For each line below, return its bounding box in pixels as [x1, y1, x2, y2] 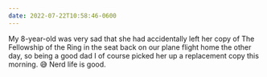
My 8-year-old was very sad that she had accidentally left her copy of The [8, 34, 255, 43]
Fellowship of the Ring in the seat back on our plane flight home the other [8, 42, 252, 52]
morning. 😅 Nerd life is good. [8, 59, 106, 69]
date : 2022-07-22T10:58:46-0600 [8, 11, 117, 20]
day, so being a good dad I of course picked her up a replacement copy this [8, 51, 260, 60]
